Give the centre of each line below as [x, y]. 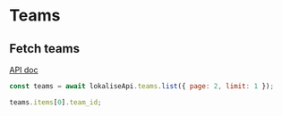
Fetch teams [45, 49]
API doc [24, 70]
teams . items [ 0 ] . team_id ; [56, 102]
